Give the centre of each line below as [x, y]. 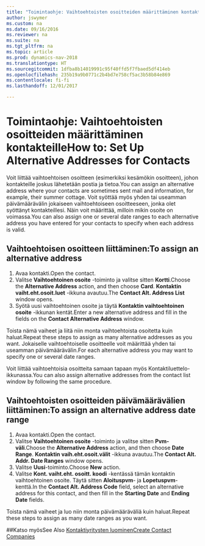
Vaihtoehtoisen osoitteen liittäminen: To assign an [103, 249]
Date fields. [30, 499]
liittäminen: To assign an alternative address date [101, 410]
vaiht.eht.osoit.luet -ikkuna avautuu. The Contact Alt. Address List [100, 293]
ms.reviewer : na [27, 35]
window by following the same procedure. [59, 381]
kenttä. [24, 487]
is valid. [16, 230]
